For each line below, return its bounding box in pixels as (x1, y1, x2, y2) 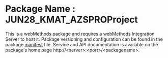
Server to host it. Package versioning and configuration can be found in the (5, 36, 163, 42)
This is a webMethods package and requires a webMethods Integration (5, 31, 155, 37)
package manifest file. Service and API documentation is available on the (5, 41, 158, 47)
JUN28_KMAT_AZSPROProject (5, 14, 138, 25)
